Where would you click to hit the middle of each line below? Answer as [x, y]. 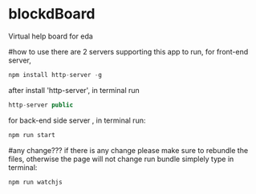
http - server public [41, 105]
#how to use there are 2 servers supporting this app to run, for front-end [128, 51]
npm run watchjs [35, 182]
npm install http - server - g [55, 75]
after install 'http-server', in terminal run [74, 90]
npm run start [32, 135]
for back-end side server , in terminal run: [77, 120]
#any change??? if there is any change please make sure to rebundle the [128, 150]
